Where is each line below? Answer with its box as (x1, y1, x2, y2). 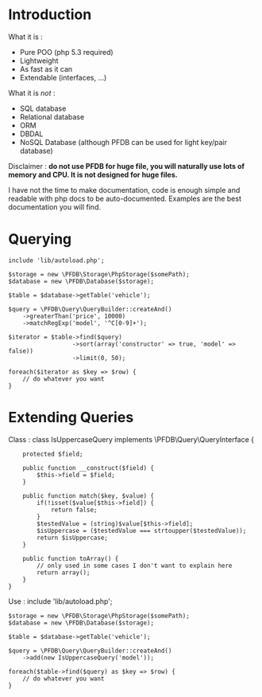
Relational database (19, 112, 85, 121)
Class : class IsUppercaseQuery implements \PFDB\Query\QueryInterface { (8, 434, 255, 444)
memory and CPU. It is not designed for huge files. (8, 170, 178, 179)
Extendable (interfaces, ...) (19, 72, 107, 82)
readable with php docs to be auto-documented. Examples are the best (8, 194, 242, 203)
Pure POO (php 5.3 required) (19, 47, 114, 57)
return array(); (37, 568, 91, 577)
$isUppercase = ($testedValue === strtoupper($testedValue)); (37, 527, 247, 534)
